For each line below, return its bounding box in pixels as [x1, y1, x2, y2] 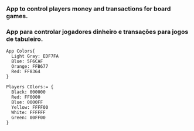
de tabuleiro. [6, 35, 43, 43]
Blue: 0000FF [11, 99, 43, 105]
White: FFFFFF [11, 110, 46, 116]
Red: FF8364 [11, 69, 41, 75]
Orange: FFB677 [11, 64, 49, 70]
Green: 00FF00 [11, 115, 46, 121]
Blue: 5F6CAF [11, 58, 43, 64]
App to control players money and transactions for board [6, 5, 171, 13]
